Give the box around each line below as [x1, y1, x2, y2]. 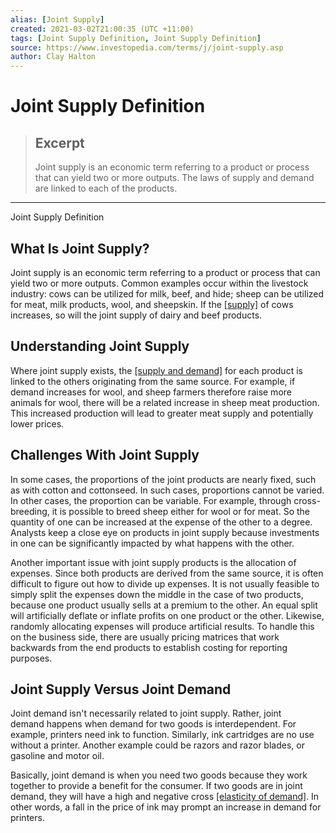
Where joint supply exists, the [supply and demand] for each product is [10, 364, 303, 376]
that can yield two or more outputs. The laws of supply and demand [34, 172, 315, 184]
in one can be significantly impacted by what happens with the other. [10, 537, 295, 549]
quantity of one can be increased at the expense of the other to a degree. [10, 516, 313, 528]
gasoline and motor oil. [10, 750, 105, 762]
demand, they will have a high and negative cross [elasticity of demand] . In [10, 791, 320, 803]
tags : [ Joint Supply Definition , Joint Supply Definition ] [10, 33, 262, 43]
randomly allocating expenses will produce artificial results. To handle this [10, 620, 315, 632]
